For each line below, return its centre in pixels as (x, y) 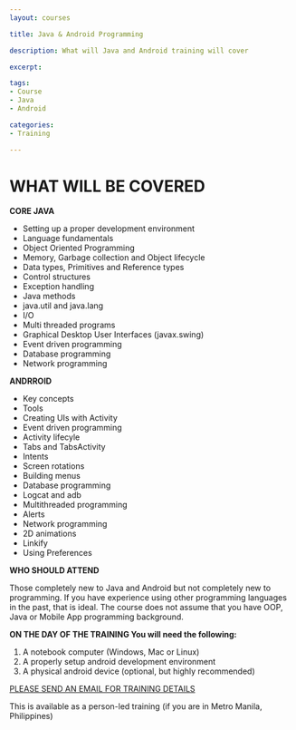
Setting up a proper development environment (109, 229)
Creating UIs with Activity (70, 418)
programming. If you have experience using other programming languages (148, 598)
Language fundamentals (68, 238)
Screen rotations (53, 466)
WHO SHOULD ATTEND (54, 570)
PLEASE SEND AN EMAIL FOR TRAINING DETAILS (103, 689)
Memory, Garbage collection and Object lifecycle (114, 258)
